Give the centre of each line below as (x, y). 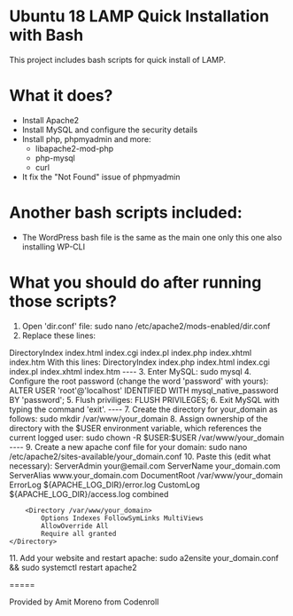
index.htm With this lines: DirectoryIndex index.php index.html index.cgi (140, 362)
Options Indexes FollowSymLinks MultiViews (122, 518)
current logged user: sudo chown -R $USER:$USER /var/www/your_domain (147, 438)
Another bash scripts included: (126, 213)
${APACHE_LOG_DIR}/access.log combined (89, 494)
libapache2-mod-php (74, 148)
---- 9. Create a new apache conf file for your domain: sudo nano (128, 446)
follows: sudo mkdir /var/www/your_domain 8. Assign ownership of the (139, 418)
